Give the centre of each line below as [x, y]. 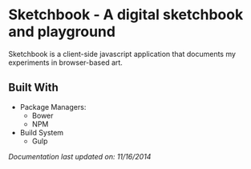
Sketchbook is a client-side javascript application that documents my [122, 54]
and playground [62, 32]
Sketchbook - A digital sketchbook [126, 15]
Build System [42, 132]
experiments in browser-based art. [65, 62]
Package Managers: [53, 107]
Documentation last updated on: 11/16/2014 [80, 156]
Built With [33, 88]
